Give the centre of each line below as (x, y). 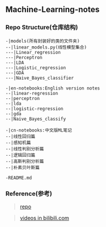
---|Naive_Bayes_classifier (40, 78)
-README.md (19, 178)
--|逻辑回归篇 (20, 155)
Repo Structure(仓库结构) (42, 27)
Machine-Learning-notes (53, 10)
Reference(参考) (29, 194)
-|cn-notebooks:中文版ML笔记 (39, 130)
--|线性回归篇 (20, 136)
